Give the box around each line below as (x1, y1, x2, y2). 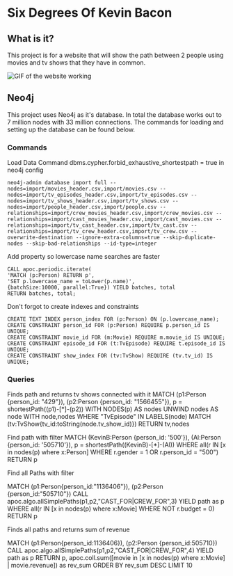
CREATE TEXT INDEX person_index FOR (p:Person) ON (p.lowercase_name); (7, 316, 219, 323)
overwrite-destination (7, 234, 73, 241)
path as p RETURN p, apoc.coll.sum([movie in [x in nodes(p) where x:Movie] (7, 554, 226, 562)
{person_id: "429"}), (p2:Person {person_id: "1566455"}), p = (7, 398, 183, 406)
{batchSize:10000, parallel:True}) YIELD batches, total (7, 284, 176, 291)
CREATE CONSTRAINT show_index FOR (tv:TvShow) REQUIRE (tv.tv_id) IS (7, 353, 214, 360)
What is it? (7, 33, 54, 45)
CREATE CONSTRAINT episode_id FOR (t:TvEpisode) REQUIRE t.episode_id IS (7, 340, 226, 347)
